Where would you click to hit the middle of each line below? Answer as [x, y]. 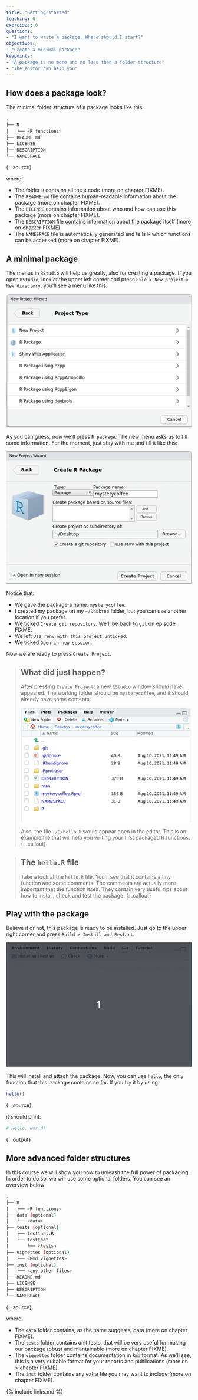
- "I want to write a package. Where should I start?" [75, 37]
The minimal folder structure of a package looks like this [74, 107]
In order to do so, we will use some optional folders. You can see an [88, 1178]
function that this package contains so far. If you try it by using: [83, 1083]
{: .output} [19, 1140]
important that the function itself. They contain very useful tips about [104, 889]
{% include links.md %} [35, 1391]
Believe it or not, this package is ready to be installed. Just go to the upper [96, 928]
